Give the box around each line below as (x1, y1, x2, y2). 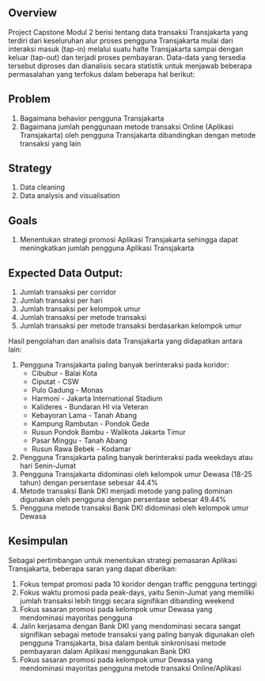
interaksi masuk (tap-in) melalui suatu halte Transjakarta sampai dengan (8, 44, 244, 54)
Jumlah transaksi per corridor (19, 287, 117, 297)
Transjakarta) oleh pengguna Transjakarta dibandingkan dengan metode (19, 130, 256, 139)
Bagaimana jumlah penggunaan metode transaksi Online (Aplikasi (19, 122, 234, 131)
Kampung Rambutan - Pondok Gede (31, 419, 150, 428)
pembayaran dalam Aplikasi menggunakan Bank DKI (19, 646, 191, 656)
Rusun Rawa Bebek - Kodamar (31, 444, 131, 454)
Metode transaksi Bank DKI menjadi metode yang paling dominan (19, 486, 233, 496)
